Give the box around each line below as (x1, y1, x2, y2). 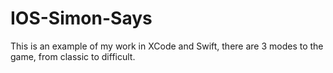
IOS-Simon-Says (10, 7, 153, 30)
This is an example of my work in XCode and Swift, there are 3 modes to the (10, 40, 324, 52)
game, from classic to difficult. (10, 50, 136, 62)
